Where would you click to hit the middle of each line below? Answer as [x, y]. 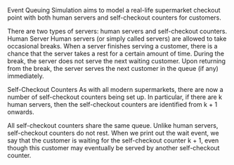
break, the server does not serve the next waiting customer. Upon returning [117, 61]
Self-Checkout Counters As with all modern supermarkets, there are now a [115, 90]
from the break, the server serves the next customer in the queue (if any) [113, 68]
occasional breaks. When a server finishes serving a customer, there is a [112, 46]
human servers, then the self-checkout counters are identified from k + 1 [112, 104]
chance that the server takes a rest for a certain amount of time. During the [116, 53]
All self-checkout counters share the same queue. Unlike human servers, [113, 125]
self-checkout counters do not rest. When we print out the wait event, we [113, 133]
